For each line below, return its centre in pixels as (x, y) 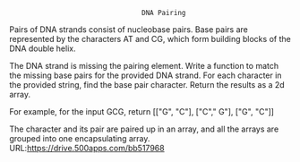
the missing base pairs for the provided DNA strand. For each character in (146, 75)
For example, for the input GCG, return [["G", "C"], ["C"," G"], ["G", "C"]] (142, 111)
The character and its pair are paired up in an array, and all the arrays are (144, 129)
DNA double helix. (43, 48)
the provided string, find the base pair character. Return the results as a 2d (147, 85)
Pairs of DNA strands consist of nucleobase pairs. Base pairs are (129, 30)
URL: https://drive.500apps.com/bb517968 (87, 148)
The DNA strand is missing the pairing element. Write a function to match (144, 66)
